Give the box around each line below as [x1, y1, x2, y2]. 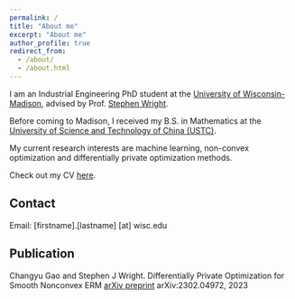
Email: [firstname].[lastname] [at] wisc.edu [9, 220, 168, 230]
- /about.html [17, 64, 70, 73]
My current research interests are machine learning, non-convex [9, 142, 250, 154]
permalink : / [9, 13, 59, 23]
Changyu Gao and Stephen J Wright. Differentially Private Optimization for [9, 270, 285, 281]
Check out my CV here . [9, 169, 97, 181]
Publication [9, 246, 75, 262]
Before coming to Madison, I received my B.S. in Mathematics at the [9, 115, 262, 126]
